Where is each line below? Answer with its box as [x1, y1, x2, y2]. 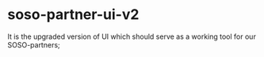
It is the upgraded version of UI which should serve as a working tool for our [7, 32, 257, 41]
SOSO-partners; [7, 40, 60, 49]
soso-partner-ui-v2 [7, 6, 140, 24]
